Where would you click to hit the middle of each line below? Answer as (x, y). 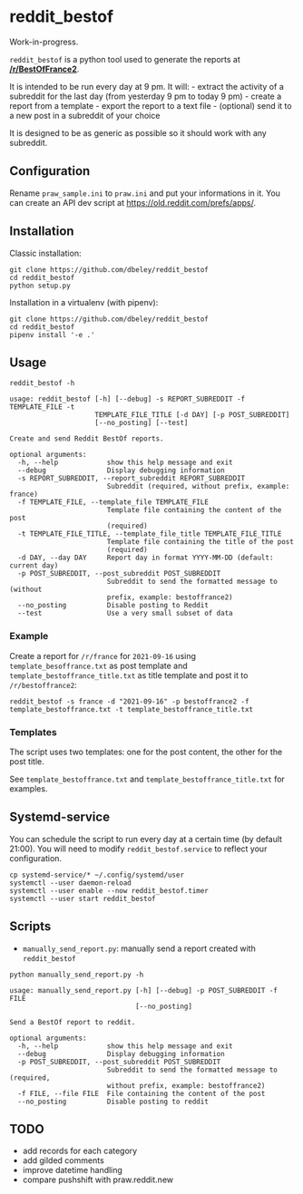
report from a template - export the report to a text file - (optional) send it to (151, 105)
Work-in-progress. (44, 42)
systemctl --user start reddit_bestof (83, 898)
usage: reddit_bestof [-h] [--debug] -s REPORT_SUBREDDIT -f (127, 399)
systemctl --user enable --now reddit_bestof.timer (109, 890)
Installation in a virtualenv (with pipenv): (84, 302)
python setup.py (40, 286)
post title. (27, 761)
